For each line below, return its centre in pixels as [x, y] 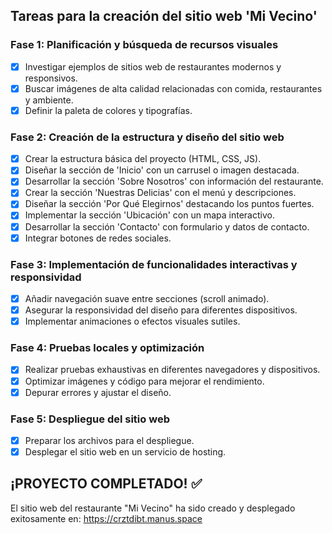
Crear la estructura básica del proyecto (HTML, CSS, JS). [143, 159]
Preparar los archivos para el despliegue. [109, 440]
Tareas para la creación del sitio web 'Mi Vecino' [164, 16]
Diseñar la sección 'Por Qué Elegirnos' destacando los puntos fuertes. [169, 204]
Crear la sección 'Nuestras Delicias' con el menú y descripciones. [160, 193]
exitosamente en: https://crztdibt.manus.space [106, 518]
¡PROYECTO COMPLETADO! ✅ [106, 484]
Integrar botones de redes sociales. [98, 238]
